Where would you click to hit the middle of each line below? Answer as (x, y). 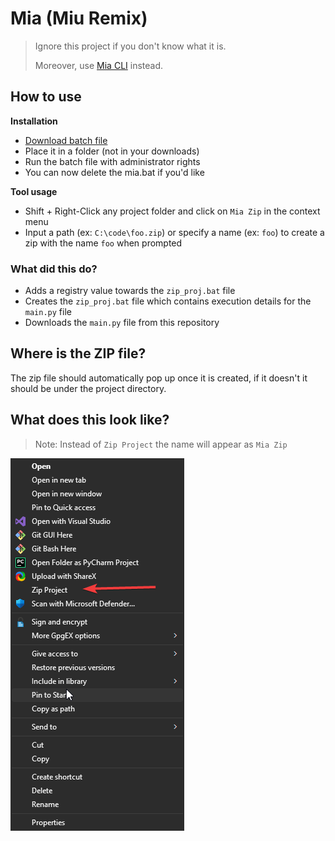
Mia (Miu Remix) (79, 18)
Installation (34, 121)
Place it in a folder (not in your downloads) (112, 151)
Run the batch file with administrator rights (112, 161)
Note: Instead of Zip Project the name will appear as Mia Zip (161, 444)
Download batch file (66, 140)
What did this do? (54, 269)
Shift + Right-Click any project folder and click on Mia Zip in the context (172, 211)
